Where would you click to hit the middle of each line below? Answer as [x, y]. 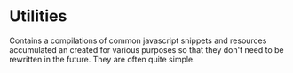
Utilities [38, 16]
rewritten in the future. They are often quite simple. [102, 59]
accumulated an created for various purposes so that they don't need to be [146, 49]
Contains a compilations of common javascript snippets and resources [138, 40]
